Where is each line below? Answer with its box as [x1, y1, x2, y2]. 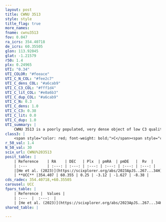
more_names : [5, 26, 30, 31]
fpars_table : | [5, 186, 37, 191]
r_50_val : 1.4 [5, 140, 35, 146]
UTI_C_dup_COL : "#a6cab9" [5, 94, 58, 99]
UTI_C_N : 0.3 [5, 99, 32, 104]
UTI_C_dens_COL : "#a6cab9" [5, 81, 61, 86]
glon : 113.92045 [5, 48, 39, 53]
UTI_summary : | [5, 122, 37, 127]
